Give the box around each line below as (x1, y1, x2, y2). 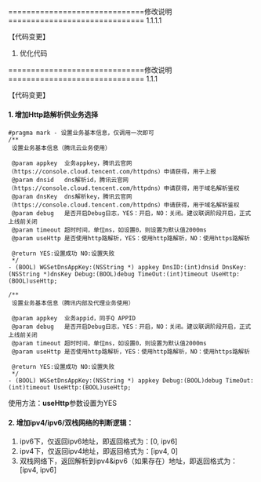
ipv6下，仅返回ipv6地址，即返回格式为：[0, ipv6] (19, 436, 178, 446)
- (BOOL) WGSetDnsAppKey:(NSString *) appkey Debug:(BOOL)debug (8, 377, 223, 385)
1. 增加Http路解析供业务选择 (8, 109, 99, 119)
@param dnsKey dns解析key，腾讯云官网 (11, 193, 132, 201)
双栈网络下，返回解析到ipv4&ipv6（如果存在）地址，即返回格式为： (19, 456, 237, 466)
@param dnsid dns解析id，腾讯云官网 (11, 176, 129, 184)
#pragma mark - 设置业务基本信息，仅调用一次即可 (8, 129, 154, 137)
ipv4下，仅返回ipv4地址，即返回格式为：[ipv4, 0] (19, 447, 179, 456)
